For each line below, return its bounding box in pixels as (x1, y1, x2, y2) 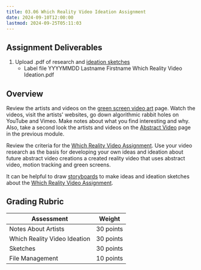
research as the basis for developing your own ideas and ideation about (6, 148, 184, 155)
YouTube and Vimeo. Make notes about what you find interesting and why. (6, 118, 190, 124)
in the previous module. (6, 130, 65, 137)
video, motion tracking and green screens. (6, 161, 111, 168)
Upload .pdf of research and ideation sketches (14, 58, 130, 66)
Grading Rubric (6, 196, 64, 207)
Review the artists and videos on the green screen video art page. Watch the (6, 105, 196, 111)
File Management (9, 254, 58, 262)
